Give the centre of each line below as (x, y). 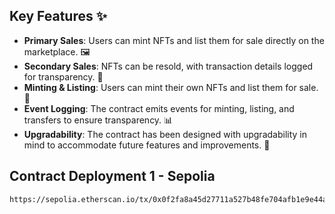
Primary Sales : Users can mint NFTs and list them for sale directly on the (174, 40)
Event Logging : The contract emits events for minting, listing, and (159, 108)
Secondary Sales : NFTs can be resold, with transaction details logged (168, 66)
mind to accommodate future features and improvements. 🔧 (147, 145)
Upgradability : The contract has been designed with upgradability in (165, 134)
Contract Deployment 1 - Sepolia (112, 176)
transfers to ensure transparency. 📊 (98, 120)
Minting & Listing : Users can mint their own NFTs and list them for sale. (171, 87)
